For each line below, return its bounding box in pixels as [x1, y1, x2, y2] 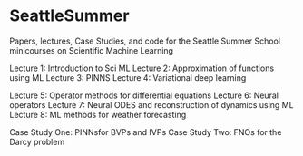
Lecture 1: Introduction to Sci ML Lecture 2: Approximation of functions [9, 63, 275, 73]
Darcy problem [9, 136, 65, 147]
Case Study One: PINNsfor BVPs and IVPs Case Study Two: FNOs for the [9, 126, 282, 137]
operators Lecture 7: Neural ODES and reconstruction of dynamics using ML [9, 99, 294, 110]
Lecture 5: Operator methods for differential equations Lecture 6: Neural [9, 90, 279, 101]
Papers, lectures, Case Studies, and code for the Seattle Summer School [9, 35, 281, 46]
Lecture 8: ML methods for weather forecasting [9, 109, 187, 120]
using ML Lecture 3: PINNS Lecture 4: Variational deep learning [9, 72, 247, 83]
